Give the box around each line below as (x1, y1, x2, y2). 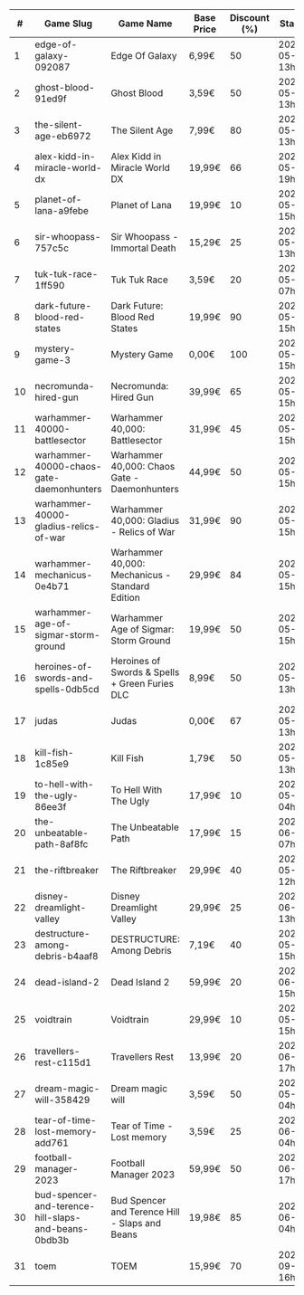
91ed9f (34, 92, 67, 105)
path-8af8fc (34, 838, 89, 850)
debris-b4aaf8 (34, 950, 99, 962)
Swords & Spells (110, 666, 180, 678)
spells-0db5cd (34, 683, 100, 695)
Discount (229, 12, 270, 24)
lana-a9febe (34, 205, 89, 216)
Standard (110, 580, 150, 592)
